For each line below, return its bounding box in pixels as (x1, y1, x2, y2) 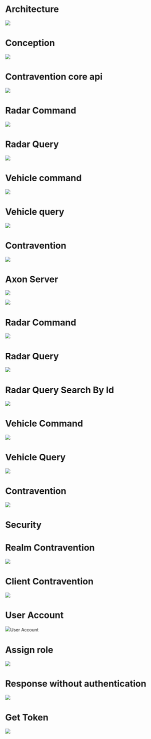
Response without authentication (5, 678, 146, 689)
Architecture (5, 4, 59, 15)
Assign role (5, 644, 53, 656)
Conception (5, 38, 55, 49)
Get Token (5, 712, 48, 723)
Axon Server (5, 274, 58, 285)
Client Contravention (5, 576, 94, 587)
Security (5, 519, 41, 531)
